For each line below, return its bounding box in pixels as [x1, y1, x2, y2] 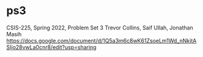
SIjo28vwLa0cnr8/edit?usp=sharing [6, 44, 97, 51]
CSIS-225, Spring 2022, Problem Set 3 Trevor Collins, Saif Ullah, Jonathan [6, 24, 194, 31]
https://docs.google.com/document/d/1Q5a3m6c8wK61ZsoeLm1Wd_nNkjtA [6, 37, 197, 44]
